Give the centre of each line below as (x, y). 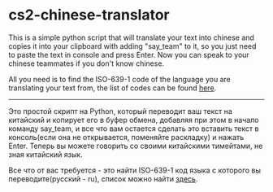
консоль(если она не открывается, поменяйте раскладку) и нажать (126, 137)
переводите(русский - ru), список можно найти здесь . (103, 179)
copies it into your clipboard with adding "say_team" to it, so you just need (132, 46)
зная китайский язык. (45, 154)
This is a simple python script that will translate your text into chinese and (131, 37)
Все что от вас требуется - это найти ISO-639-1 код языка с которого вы (135, 170)
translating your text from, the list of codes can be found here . (113, 88)
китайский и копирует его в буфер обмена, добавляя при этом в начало (134, 120)
